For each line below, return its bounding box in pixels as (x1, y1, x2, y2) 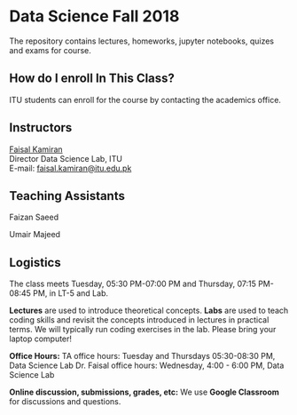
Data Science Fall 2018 (9, 6, 180, 27)
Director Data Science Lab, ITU (9, 153, 122, 164)
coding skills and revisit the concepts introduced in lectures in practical (9, 315, 270, 325)
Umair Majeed (9, 229, 60, 240)
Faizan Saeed (9, 211, 59, 223)
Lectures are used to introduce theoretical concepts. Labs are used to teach (9, 305, 289, 316)
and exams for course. (9, 44, 91, 55)
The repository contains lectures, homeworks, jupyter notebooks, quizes (9, 36, 275, 46)
